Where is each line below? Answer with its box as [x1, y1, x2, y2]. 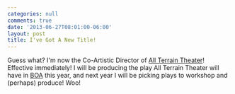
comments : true [7, 17, 52, 24]
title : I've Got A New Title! [7, 37, 97, 44]
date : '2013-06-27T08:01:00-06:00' [7, 23, 113, 30]
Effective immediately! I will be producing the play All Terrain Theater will [7, 64, 219, 72]
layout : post [7, 30, 46, 37]
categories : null [7, 10, 59, 18]
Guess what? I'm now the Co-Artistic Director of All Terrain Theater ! [7, 56, 205, 64]
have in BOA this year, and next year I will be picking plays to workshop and [7, 71, 228, 80]
